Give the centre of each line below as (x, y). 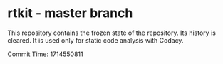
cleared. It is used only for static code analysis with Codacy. (95, 40)
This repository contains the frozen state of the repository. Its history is (111, 33)
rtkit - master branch (70, 13)
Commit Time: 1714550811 (45, 54)
